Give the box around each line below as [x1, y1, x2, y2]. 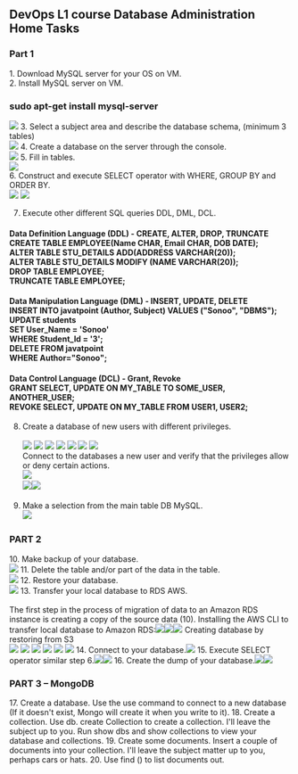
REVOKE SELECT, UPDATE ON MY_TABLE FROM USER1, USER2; [9, 401, 248, 412]
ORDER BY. [9, 179, 51, 190]
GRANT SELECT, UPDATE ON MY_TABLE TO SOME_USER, [9, 383, 226, 393]
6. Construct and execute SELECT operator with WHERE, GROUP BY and [9, 169, 277, 181]
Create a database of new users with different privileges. [21, 421, 232, 432]
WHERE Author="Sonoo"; [9, 352, 107, 364]
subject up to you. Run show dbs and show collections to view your [9, 726, 257, 737]
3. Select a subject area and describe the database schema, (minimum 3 [20, 120, 287, 132]
